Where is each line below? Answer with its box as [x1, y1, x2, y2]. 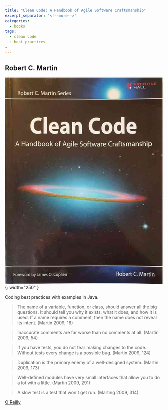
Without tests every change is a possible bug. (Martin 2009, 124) [17, 350, 151, 356]
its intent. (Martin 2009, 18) [17, 320, 73, 326]
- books [9, 24, 26, 29]
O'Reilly [5, 399, 21, 405]
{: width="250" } [5, 285, 39, 291]
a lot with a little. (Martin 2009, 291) [17, 380, 91, 386]
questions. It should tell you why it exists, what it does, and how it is [17, 309, 157, 315]
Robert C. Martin [5, 64, 58, 72]
